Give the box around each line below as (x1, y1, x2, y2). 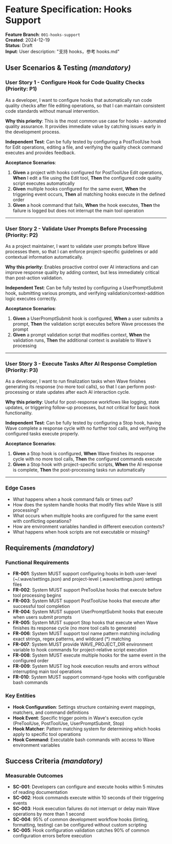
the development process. (5, 129, 60, 135)
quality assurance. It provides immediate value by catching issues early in (5, 123, 161, 129)
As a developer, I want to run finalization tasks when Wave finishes (5, 378, 146, 385)
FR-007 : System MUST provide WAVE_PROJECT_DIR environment (12, 641, 153, 647)
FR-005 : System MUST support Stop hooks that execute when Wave (12, 620, 158, 626)
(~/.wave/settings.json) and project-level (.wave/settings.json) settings (12, 576, 162, 582)
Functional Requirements (5, 559, 69, 566)
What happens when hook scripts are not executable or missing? (12, 529, 150, 535)
